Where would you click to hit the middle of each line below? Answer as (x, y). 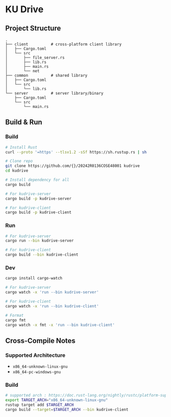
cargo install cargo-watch (34, 279)
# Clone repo (19, 161)
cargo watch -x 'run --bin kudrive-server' (52, 292)
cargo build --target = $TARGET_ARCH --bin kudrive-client (67, 410)
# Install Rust (21, 147)
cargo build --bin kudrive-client (42, 255)
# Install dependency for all (37, 180)
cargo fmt (16, 320)
